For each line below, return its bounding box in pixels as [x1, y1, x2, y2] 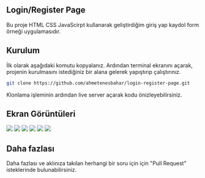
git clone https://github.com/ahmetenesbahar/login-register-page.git [6, 80, 190, 86]
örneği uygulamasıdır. [6, 28, 61, 35]
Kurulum [6, 45, 40, 56]
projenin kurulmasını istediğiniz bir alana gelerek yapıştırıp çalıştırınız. [6, 68, 181, 75]
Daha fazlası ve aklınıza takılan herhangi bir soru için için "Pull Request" [6, 160, 187, 167]
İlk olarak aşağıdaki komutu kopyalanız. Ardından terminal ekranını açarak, [6, 61, 193, 69]
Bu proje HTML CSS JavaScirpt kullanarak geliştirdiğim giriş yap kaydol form [6, 21, 199, 28]
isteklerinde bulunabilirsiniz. [6, 166, 77, 174]
